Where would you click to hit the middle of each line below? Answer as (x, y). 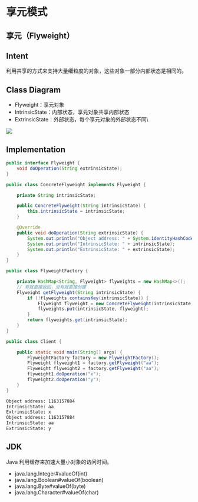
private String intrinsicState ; (56, 195)
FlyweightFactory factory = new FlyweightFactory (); (93, 358)
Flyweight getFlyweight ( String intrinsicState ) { (79, 292)
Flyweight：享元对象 (39, 105)
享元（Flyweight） (40, 36)
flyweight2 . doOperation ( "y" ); (64, 380)
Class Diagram (33, 90)
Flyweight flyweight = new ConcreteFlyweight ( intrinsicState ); (117, 303)
